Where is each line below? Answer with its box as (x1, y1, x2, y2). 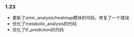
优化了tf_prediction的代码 (12, 27, 64, 33)
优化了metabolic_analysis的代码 (12, 21, 77, 27)
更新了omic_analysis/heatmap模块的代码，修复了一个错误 (12, 15, 130, 21)
